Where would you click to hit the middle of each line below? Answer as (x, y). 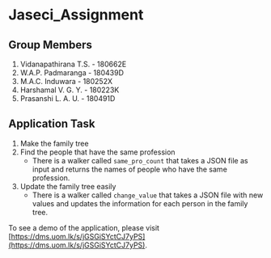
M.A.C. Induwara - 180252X (66, 81)
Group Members (51, 45)
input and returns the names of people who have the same (130, 169)
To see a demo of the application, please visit (84, 227)
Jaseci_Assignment (76, 15)
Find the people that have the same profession (97, 152)
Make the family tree (54, 143)
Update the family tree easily (68, 186)
